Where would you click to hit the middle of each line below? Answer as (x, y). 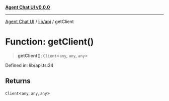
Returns (18, 81)
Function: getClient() (50, 42)
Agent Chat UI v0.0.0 (28, 7)
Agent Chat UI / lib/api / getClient (39, 21)
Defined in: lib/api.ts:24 (29, 65)
